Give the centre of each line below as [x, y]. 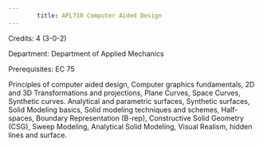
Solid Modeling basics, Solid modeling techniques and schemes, [114, 109]
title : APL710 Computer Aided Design [99, 15]
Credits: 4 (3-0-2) [37, 38]
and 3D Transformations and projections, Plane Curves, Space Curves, [124, 93]
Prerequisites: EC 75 [41, 69]
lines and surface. [38, 135]
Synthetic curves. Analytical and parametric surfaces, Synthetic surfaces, [129, 101]
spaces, [21, 118]
